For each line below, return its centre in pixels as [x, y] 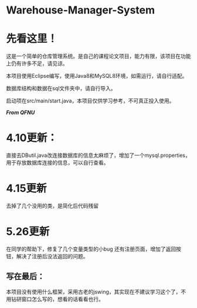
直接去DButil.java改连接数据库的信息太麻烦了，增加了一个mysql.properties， [98, 155]
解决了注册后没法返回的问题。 [52, 256]
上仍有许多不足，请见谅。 [37, 64]
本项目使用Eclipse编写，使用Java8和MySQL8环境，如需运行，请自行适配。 [97, 76]
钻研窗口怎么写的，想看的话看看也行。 [57, 299]
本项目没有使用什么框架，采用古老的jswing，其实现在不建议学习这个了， [94, 292]
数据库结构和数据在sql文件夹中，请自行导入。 [61, 88]
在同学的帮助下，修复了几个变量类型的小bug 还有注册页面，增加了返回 [91, 249]
